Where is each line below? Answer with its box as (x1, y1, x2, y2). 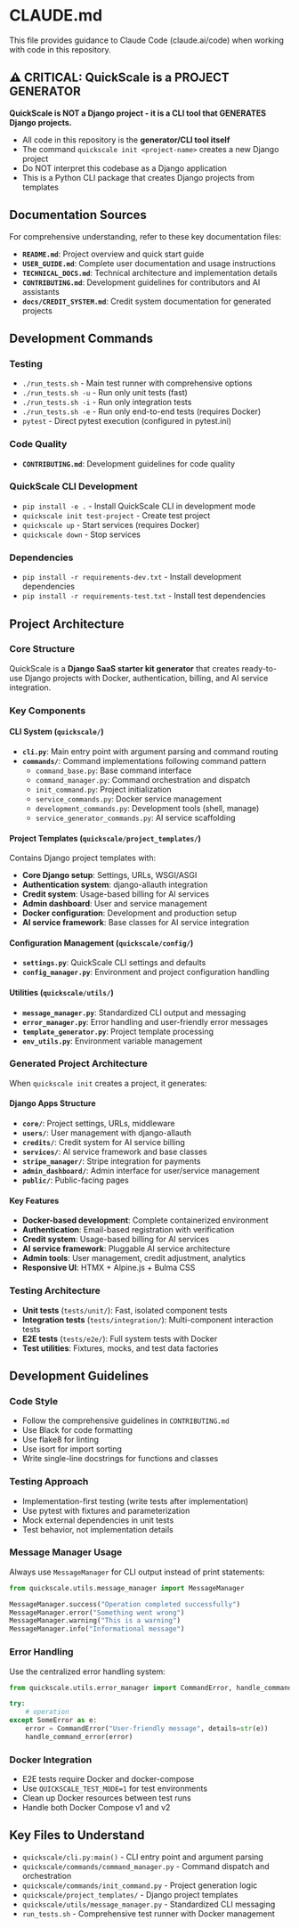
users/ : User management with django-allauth (21, 1127, 191, 1138)
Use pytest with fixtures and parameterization (21, 1505, 190, 1516)
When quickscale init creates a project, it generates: (9, 1078, 207, 1088)
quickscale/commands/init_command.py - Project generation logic (21, 1880, 258, 1891)
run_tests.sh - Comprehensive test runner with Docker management (21, 1908, 275, 1919)
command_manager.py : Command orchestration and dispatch (35, 774, 251, 785)
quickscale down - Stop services (21, 529, 141, 540)
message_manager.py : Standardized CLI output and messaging (21, 1007, 246, 1018)
